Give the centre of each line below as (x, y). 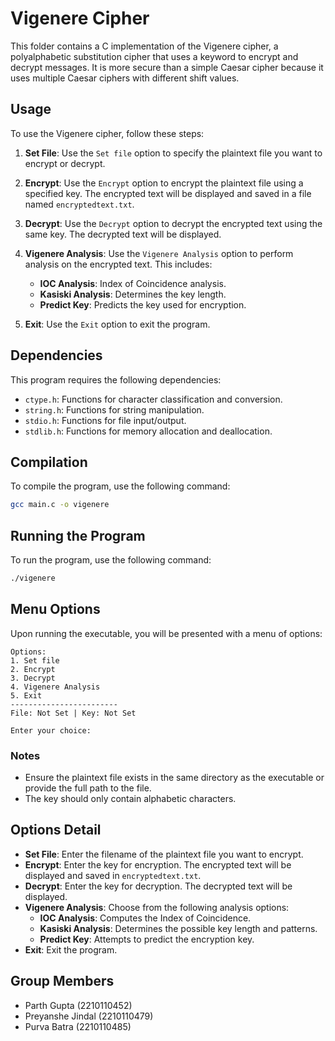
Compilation (49, 462)
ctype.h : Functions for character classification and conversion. (153, 399)
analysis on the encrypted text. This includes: (118, 264)
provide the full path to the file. (88, 788)
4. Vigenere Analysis (55, 687)
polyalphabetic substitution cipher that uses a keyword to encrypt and (154, 56)
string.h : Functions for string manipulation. (114, 409)
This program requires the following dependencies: (116, 379)
